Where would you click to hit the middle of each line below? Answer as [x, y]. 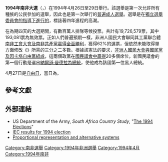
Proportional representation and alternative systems [66, 137]
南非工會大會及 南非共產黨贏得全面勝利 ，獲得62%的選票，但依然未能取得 [80, 44]
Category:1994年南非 [27, 154]
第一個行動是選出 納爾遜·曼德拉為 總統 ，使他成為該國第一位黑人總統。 [76, 62]
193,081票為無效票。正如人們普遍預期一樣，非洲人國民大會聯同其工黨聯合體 [83, 37]
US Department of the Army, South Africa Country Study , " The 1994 [83, 121]
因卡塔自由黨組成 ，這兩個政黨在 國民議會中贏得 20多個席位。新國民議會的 [85, 56]
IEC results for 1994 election [41, 132]
